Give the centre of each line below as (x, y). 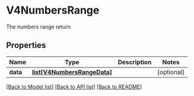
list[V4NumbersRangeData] (72, 72)
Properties (26, 45)
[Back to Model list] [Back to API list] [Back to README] (74, 87)
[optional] (171, 72)
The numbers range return (39, 27)
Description (135, 62)
